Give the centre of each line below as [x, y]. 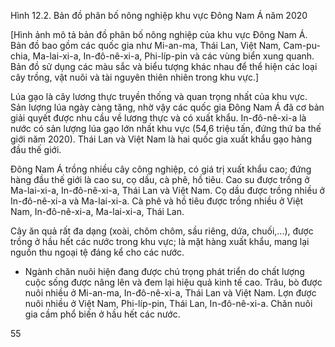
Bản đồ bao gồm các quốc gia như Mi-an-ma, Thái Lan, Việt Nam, [146, 45]
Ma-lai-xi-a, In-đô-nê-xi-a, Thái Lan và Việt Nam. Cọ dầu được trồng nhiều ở [167, 190]
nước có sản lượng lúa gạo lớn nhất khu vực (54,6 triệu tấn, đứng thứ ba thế [166, 128]
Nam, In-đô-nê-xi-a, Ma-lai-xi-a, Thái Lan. [97, 211]
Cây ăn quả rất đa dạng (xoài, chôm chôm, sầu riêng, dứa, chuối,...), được [162, 231]
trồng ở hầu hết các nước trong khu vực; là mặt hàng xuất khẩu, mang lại [160, 241]
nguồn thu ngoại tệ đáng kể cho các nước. [97, 252]
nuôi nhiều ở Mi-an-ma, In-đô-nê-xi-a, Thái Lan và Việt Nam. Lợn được [170, 293]
